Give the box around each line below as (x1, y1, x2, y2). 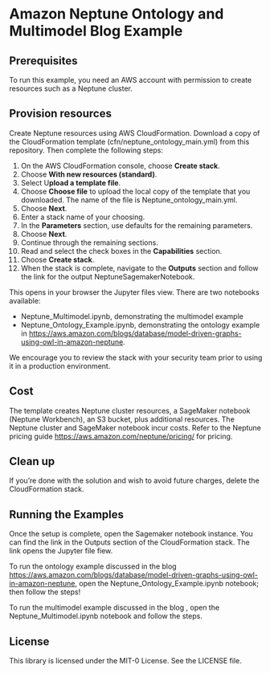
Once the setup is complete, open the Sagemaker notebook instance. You (9, 529, 254, 539)
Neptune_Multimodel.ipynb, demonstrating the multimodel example (20, 311, 243, 321)
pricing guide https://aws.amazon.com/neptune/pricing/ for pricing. (9, 431, 233, 441)
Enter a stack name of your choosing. (20, 212, 145, 222)
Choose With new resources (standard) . (20, 169, 157, 179)
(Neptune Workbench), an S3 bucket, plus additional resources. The (9, 414, 235, 424)
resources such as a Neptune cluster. (9, 84, 133, 93)
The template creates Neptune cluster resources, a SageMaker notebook (9, 406, 251, 415)
